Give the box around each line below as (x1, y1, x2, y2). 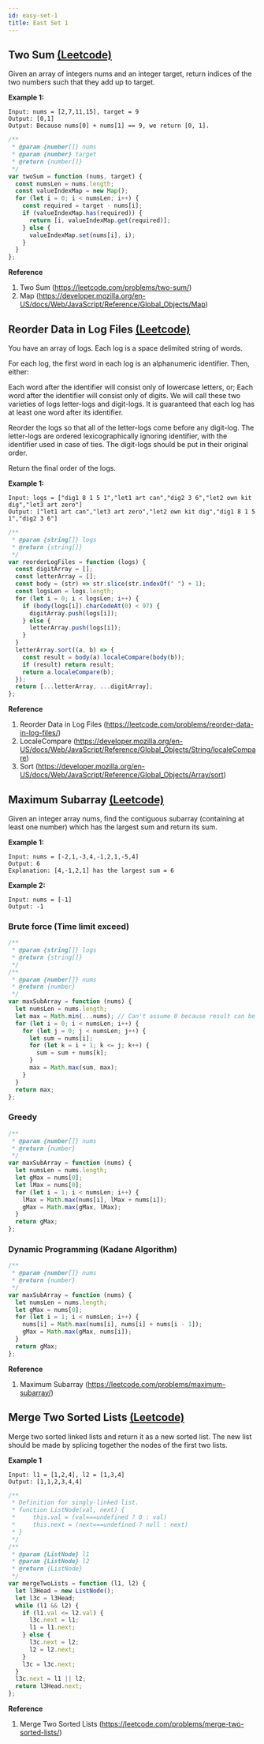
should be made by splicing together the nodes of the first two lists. (8, 1440, 228, 1449)
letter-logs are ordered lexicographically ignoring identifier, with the (8, 431, 228, 441)
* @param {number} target (11, 151, 97, 159)
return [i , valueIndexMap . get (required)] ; (28, 216, 171, 224)
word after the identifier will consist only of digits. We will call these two (8, 391, 241, 400)
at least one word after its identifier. (8, 408, 124, 417)
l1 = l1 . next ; (28, 1624, 76, 1632)
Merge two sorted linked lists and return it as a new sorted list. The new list (8, 1431, 252, 1441)
